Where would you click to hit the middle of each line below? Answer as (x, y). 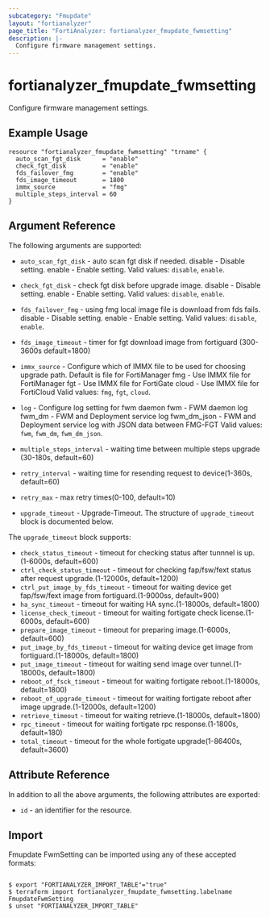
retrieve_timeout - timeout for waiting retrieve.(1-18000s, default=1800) (140, 715)
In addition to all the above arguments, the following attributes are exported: (134, 794)
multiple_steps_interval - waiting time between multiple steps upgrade (140, 449)
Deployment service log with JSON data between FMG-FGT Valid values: (141, 425)
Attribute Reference (59, 775)
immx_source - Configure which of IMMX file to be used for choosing (133, 366)
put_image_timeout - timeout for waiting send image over (114, 664)
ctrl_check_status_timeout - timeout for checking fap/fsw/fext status (135, 570)
